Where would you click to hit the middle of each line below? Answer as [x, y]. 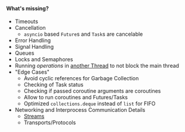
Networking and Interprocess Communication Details [80, 110]
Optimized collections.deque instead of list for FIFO [90, 103]
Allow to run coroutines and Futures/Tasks [76, 98]
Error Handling [33, 40]
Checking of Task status [53, 85]
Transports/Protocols [50, 122]
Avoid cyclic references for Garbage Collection [81, 78]
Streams [34, 117]
